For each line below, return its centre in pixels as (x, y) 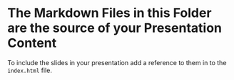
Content (32, 43)
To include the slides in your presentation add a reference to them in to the (117, 62)
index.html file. (30, 70)
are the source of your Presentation (115, 28)
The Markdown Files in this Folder (110, 13)
